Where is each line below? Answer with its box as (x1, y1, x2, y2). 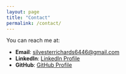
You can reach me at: (6, 37, 60, 44)
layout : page (6, 8, 40, 15)
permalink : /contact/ (6, 20, 62, 26)
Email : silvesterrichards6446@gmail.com (15, 49, 120, 56)
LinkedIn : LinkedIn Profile (15, 55, 80, 62)
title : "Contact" (6, 15, 51, 21)
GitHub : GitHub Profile (15, 61, 72, 69)
